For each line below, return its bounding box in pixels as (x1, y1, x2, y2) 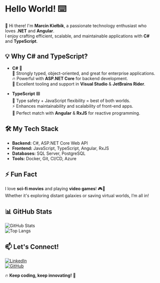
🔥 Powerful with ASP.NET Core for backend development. (12, 75, 128, 81)
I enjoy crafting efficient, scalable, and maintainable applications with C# (5, 33, 150, 39)
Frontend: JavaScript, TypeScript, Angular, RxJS (12, 145, 109, 151)
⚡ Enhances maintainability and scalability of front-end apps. (12, 103, 133, 109)
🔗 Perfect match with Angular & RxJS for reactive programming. (12, 110, 140, 116)
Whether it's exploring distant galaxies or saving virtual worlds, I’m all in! (5, 193, 149, 199)
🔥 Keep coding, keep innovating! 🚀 (5, 272, 76, 278)
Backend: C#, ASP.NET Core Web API (12, 140, 88, 146)
